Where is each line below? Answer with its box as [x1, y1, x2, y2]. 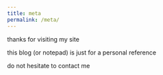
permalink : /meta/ [7, 16, 60, 23]
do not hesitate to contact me [7, 61, 90, 70]
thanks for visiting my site [7, 35, 80, 43]
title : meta [7, 10, 41, 17]
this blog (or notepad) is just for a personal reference [7, 48, 156, 57]
